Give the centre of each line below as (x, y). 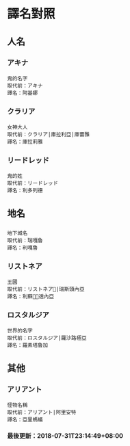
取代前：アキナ (25, 86)
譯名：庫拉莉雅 (25, 142)
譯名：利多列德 (25, 191)
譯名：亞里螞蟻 (25, 420)
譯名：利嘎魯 (23, 248)
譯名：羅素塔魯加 (28, 345)
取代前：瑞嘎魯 (25, 240)
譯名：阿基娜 (23, 93)
